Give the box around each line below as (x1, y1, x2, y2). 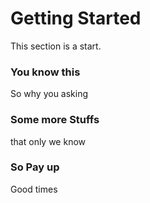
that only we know (10, 135, 87, 147)
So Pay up (10, 160, 60, 174)
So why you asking (10, 88, 89, 100)
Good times (10, 183, 58, 195)
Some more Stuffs (10, 113, 100, 127)
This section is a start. (10, 40, 102, 52)
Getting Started (10, 7, 142, 30)
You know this (10, 65, 81, 79)
